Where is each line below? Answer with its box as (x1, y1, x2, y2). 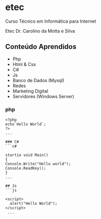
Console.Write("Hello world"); (5, 162, 71, 167)
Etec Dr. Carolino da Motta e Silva (5, 28, 75, 34)
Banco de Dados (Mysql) (12, 77, 65, 83)
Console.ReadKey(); (5, 166, 46, 171)
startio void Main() (5, 153, 49, 158)
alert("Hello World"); (10, 201, 58, 206)
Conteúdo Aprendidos (5, 42, 77, 51)
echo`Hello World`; (5, 122, 46, 127)
